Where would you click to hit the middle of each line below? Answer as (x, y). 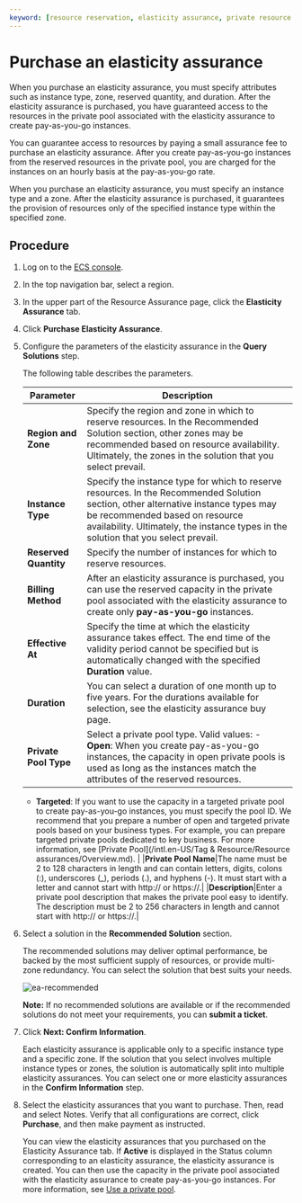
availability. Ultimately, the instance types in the (187, 527)
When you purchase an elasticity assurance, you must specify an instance (147, 189)
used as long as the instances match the (172, 768)
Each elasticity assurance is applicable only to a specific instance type (153, 1049)
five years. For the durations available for (173, 698)
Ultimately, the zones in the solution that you (180, 456)
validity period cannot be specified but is (173, 649)
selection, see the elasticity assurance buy (177, 708)
